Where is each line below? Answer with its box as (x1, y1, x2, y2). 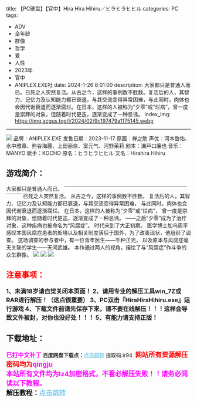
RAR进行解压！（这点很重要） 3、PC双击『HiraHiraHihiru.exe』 (6, 296, 185, 304)
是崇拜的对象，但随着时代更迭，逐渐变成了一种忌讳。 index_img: (14, 111, 171, 117)
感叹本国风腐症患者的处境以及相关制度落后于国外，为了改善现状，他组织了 (6, 229, 186, 236)
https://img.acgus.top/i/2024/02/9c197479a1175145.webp (14, 117, 154, 124)
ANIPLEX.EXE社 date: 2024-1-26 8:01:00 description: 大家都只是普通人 (14, 82, 186, 88)
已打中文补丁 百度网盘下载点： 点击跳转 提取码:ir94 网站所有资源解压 (6, 351, 189, 359)
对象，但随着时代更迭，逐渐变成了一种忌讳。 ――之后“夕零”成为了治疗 (16, 214, 187, 221)
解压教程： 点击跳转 (6, 389, 66, 397)
